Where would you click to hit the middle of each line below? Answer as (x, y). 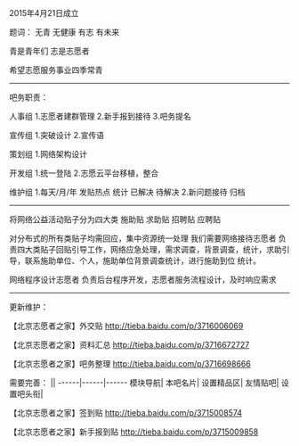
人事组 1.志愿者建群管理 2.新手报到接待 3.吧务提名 (100, 116)
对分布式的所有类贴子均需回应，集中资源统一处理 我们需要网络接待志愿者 (143, 238)
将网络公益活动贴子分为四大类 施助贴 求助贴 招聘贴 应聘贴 (115, 219)
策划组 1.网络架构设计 (48, 154)
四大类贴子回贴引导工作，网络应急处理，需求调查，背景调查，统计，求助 (149, 249)
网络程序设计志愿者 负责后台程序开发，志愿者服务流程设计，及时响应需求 (143, 280)
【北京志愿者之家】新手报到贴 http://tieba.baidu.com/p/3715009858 (134, 432)
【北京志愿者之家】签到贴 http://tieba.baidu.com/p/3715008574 (126, 413)
